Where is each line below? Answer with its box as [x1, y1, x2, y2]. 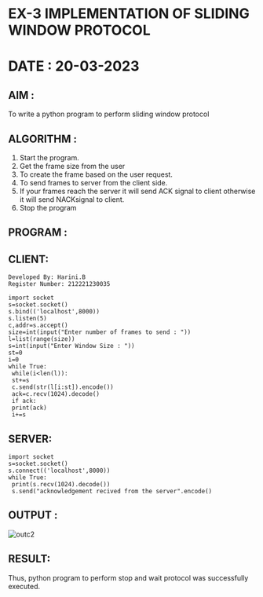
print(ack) [11, 404, 47, 412]
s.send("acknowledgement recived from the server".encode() [11, 488, 213, 496]
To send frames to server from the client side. [19, 178, 168, 187]
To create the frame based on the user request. [19, 170, 173, 179]
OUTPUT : [8, 508, 58, 522]
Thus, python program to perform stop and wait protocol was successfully [8, 573, 249, 582]
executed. [8, 581, 41, 591]
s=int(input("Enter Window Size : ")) [8, 342, 135, 350]
